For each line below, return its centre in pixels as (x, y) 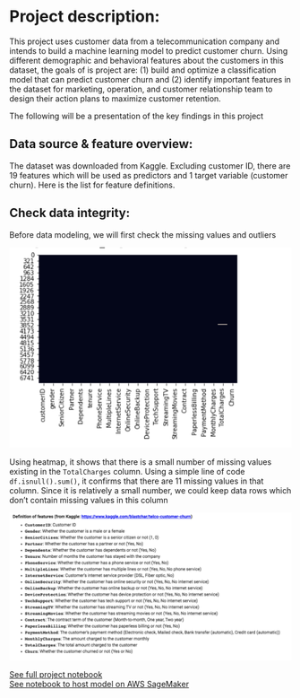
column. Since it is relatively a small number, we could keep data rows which (150, 491)
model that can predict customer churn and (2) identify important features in (150, 79)
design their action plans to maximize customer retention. (115, 98)
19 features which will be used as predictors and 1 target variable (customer (149, 175)
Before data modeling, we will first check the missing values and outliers (143, 234)
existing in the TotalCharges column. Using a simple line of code (127, 472)
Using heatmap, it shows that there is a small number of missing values (141, 462)
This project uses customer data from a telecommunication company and (145, 41)
